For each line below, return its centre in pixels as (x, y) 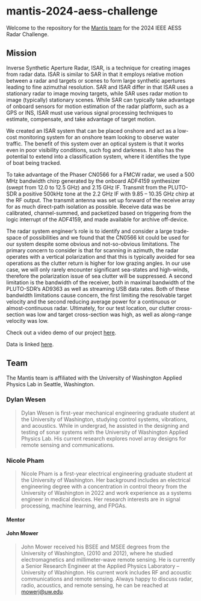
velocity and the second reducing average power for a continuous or (91, 301)
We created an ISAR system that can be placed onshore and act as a (91, 130)
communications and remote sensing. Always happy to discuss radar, (107, 579)
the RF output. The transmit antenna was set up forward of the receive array (100, 200)
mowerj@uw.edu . (42, 591)
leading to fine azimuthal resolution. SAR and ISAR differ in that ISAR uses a (100, 87)
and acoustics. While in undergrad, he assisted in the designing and (105, 425)
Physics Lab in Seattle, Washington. (51, 384)
